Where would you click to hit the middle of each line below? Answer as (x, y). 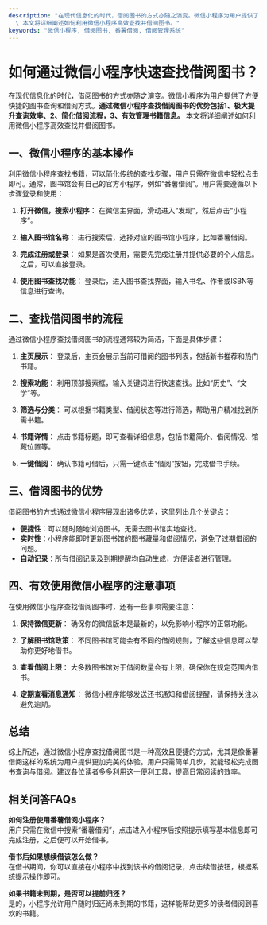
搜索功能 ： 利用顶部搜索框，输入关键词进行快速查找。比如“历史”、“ (130, 383)
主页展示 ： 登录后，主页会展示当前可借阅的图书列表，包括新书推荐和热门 (139, 356)
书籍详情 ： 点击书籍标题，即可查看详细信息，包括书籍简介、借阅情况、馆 (139, 436)
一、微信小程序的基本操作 (71, 153)
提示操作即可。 (39, 876)
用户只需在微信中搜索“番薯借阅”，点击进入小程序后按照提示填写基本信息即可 (133, 830)
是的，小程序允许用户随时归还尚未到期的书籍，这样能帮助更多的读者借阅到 (130, 904)
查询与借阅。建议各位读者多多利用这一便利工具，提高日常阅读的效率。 (130, 771)
